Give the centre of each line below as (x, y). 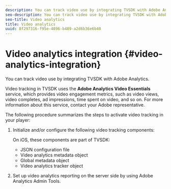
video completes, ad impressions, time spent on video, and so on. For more (84, 100)
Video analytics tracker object (52, 166)
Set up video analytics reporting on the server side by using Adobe (83, 176)
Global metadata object (45, 161)
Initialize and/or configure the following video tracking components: (83, 130)
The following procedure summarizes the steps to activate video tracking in (84, 115)
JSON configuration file (45, 150)
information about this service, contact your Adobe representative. (75, 105)
